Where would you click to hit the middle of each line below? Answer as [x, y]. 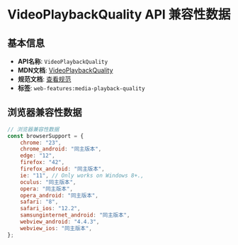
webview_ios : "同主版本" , [56, 228]
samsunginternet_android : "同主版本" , [75, 215]
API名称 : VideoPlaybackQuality [63, 61]
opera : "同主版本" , [46, 189]
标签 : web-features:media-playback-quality [81, 88]
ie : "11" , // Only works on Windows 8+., [82, 175]
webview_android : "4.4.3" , [60, 222]
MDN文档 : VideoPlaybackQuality [65, 70]
